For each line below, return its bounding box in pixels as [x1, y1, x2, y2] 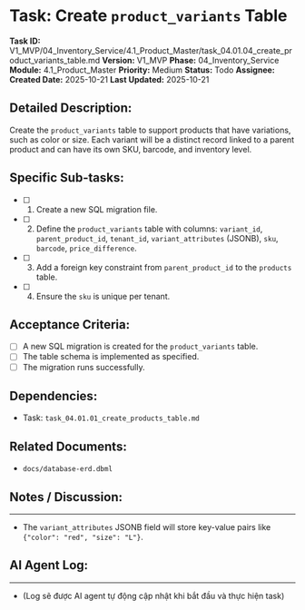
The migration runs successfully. [22, 361, 145, 372]
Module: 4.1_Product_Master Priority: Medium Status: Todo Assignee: [9, 64, 275, 75]
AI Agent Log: [9, 557, 89, 573]
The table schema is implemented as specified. [22, 351, 200, 362]
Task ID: [9, 35, 41, 46]
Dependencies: [9, 388, 98, 404]
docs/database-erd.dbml [22, 465, 113, 474]
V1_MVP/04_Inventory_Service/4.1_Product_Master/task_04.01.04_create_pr [9, 44, 292, 55]
